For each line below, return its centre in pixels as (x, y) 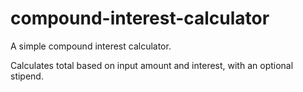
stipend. (27, 76)
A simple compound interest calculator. (91, 46)
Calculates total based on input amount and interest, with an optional (152, 65)
